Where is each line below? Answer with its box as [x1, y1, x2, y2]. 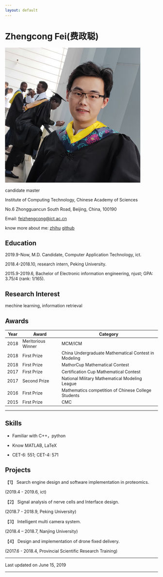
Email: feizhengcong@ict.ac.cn [5, 215, 67, 221]
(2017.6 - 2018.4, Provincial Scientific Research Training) [5, 548, 118, 554]
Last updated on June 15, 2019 [5, 562, 66, 568]
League [61, 380, 77, 386]
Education [5, 239, 37, 247]
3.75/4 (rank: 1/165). [5, 276, 45, 281]
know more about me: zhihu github [5, 225, 75, 231]
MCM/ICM [61, 341, 82, 346]
